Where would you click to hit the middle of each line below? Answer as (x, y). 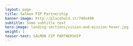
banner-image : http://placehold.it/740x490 (50, 18)
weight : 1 (15, 32)
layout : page (18, 9)
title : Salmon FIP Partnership (37, 14)
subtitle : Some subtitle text (36, 23)
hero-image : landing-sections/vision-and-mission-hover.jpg (67, 27)
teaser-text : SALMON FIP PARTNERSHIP (43, 36)
